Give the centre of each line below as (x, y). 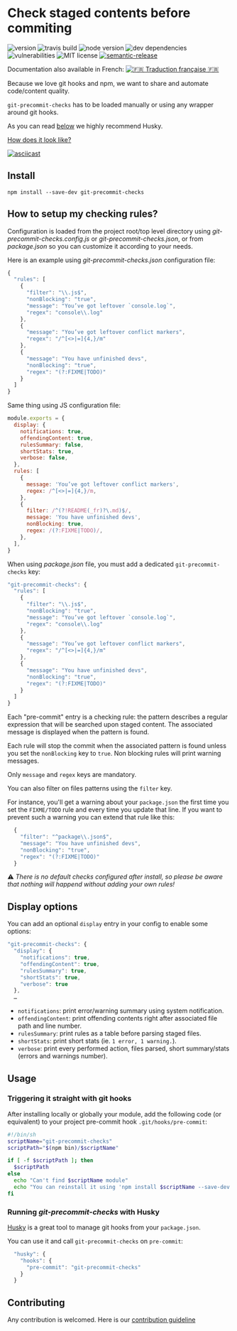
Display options (43, 907)
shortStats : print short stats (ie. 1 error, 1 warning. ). (97, 1041)
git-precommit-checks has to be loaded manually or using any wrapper (111, 104)
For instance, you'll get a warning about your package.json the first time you (118, 802)
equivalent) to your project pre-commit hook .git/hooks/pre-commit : (107, 1121)
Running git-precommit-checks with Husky (83, 1212)
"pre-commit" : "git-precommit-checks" (83, 1267)
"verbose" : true (44, 984)
